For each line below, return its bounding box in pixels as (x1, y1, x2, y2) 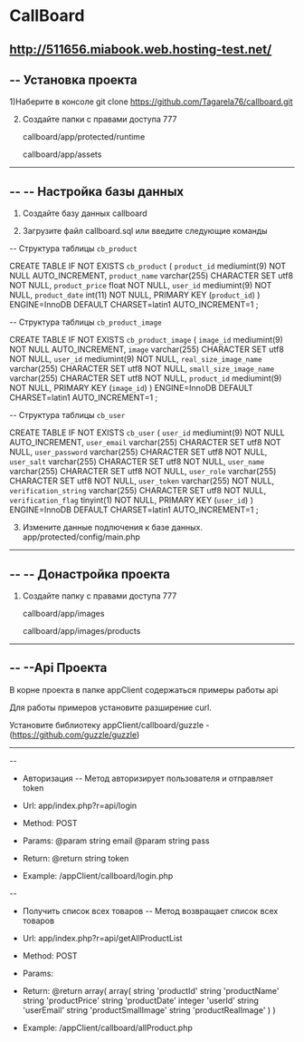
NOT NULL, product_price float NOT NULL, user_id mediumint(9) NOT (9, 280, 272, 291)
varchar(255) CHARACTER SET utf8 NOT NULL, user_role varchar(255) (9, 466, 277, 477)
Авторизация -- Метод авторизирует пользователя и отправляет (22, 773, 274, 784)
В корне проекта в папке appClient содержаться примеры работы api (9, 684, 279, 695)
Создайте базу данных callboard (22, 208, 147, 219)
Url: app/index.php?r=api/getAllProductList (22, 932, 183, 943)
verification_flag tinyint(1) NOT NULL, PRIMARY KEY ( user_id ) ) (9, 495, 253, 506)
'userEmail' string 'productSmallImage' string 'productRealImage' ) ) (22, 1004, 276, 1016)
